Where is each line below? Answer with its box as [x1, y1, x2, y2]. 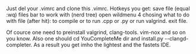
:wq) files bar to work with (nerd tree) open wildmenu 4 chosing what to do [6, 11, 190, 18]
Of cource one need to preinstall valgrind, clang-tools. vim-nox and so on [6, 29, 186, 36]
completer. [6, 41, 33, 48]
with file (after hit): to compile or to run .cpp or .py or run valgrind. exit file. [6, 18, 188, 24]
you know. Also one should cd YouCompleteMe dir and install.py [6, 35, 163, 42]
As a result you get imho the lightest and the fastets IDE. [33, 41, 171, 48]
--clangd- [164, 35, 189, 42]
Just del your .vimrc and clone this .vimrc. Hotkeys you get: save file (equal [6, 5, 190, 12]
